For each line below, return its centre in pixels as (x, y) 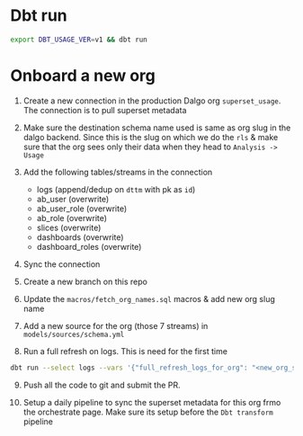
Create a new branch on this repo (85, 281)
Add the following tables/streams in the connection (118, 172)
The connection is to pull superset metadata (105, 110)
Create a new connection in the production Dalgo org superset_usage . (152, 101)
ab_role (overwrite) (71, 218)
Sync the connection (62, 264)
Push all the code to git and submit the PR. (102, 385)
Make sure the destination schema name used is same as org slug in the (157, 128)
